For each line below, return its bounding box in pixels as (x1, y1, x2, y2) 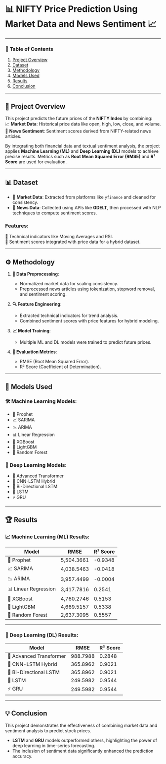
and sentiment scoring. (19, 291, 67, 297)
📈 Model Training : (12, 327, 51, 333)
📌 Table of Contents (5, 45, 53, 52)
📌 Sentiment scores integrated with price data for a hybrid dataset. (5, 239, 141, 245)
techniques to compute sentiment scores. (12, 210, 97, 216)
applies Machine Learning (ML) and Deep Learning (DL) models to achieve (5, 148, 159, 154)
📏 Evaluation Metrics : (12, 349, 57, 355)
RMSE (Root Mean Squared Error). (19, 358, 89, 364)
